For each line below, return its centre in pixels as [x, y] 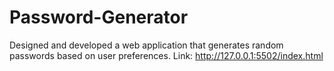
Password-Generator [99, 17]
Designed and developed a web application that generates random [146, 45]
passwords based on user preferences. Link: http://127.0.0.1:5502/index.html [166, 55]
